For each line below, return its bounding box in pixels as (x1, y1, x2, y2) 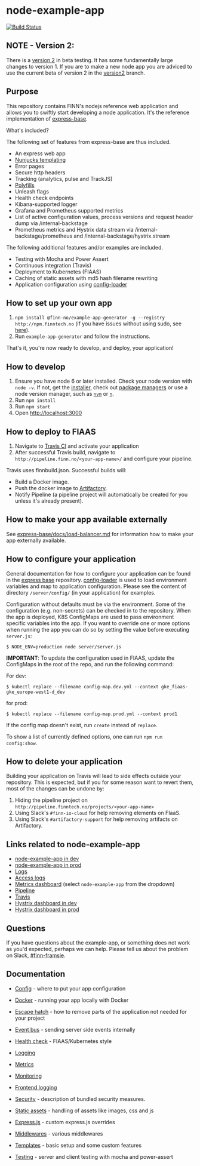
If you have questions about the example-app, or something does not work (6, 939, 190, 946)
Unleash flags (14, 187, 50, 195)
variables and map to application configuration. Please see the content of (6, 583, 187, 590)
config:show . (6, 739, 38, 746)
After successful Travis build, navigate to (14, 449, 116, 456)
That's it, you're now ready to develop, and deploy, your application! (6, 344, 174, 352)
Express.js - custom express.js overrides (14, 1118, 115, 1125)
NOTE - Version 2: (6, 41, 75, 51)
